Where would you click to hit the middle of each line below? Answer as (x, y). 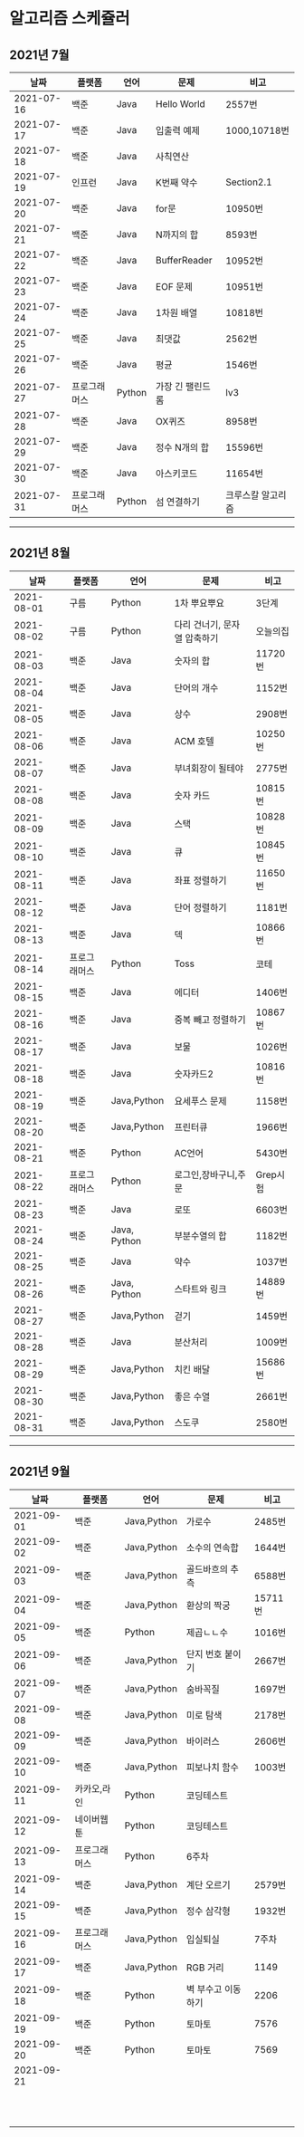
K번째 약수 (176, 182)
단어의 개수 (196, 687)
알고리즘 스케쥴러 (70, 19)
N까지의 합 (177, 235)
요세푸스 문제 (201, 1101)
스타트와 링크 (201, 1289)
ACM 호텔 (194, 741)
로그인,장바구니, (206, 1174)
